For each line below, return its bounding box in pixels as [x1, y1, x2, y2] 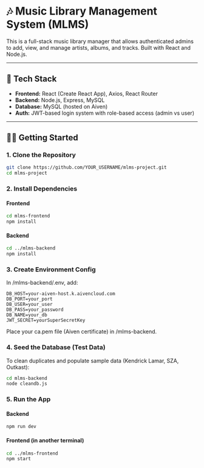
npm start [6, 456, 32, 462]
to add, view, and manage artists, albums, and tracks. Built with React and [6, 44, 191, 51]
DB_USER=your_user [6, 302, 53, 308]
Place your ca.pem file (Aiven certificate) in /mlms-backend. [6, 328, 157, 335]
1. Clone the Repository [6, 151, 76, 159]
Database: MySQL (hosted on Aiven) [15, 103, 108, 110]
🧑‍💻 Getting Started [6, 132, 78, 143]
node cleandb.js [6, 381, 47, 387]
